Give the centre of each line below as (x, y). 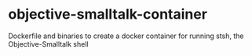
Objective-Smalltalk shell (48, 44)
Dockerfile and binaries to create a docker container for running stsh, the (126, 36)
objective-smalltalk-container (108, 14)
